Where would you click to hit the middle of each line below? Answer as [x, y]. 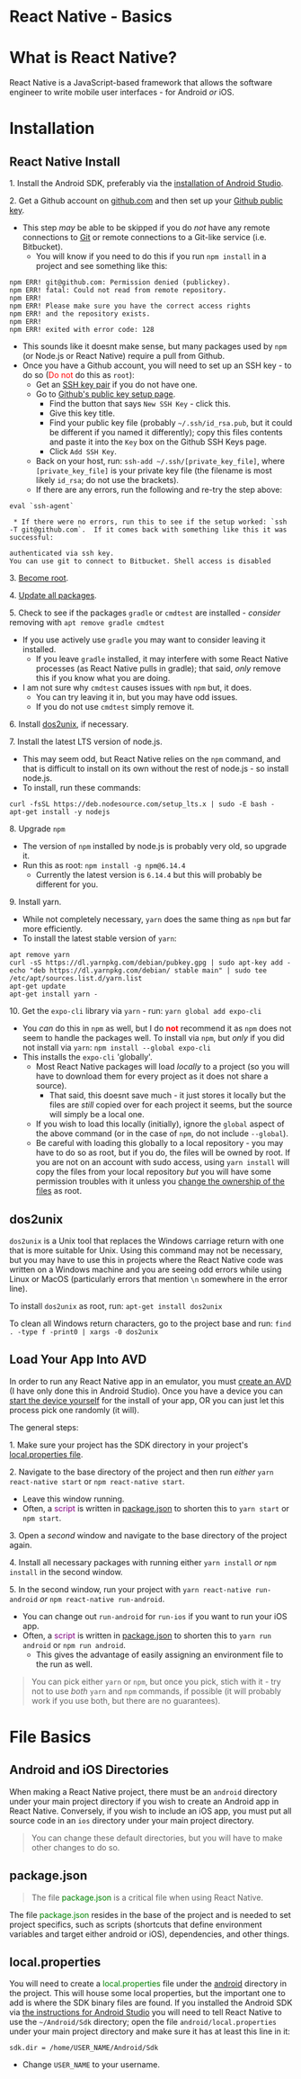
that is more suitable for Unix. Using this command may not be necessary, [146, 1250]
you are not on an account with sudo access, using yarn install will [163, 1162]
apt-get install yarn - [54, 995]
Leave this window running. [73, 1499]
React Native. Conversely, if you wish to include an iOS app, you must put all [150, 1811]
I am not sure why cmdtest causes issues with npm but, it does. [137, 688]
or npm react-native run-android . [102, 1599]
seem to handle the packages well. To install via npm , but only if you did [153, 1038]
